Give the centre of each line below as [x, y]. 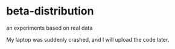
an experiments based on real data [49, 28]
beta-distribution [50, 11]
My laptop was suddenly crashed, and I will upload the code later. [88, 39]
